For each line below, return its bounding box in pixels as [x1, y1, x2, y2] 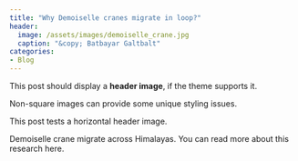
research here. [9, 143, 65, 154]
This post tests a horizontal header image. [9, 116, 168, 126]
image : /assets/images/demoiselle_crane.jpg [17, 30, 190, 39]
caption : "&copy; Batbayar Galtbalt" [17, 38, 161, 48]
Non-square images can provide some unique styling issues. [9, 98, 238, 109]
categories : [9, 47, 55, 56]
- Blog [9, 55, 35, 65]
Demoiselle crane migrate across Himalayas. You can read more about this [9, 134, 290, 144]
